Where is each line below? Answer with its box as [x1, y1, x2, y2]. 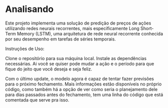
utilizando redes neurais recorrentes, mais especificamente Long [5, 25, 139, 31]
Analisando [5, 3, 54, 15]
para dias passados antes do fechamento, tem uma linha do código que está [5, 91, 163, 97]
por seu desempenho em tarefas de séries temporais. [5, 36, 116, 42]
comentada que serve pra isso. [5, 96, 69, 103]
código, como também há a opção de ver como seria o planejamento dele [5, 86, 158, 92]
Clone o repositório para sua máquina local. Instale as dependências [5, 55, 147, 61]
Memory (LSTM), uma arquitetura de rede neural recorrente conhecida [17, 30, 163, 36]
